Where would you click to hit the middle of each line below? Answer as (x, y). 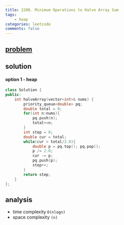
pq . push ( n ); (45, 118)
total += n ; (43, 123)
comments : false (22, 29)
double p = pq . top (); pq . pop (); (66, 146)
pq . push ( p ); (45, 161)
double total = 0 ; (43, 109)
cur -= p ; (43, 156)
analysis (19, 199)
